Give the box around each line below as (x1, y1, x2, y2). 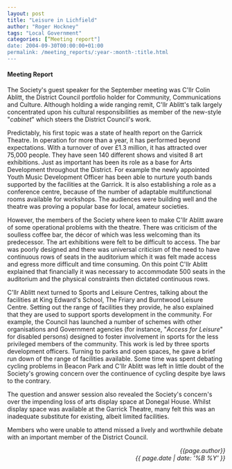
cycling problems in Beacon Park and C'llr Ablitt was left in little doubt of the (7, 362, 224, 370)
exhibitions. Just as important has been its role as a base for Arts (7, 158, 193, 167)
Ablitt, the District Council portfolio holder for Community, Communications (7, 93, 222, 101)
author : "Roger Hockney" (7, 23, 79, 30)
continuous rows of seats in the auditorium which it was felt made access (7, 253, 217, 261)
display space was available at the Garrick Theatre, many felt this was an (7, 405, 215, 413)
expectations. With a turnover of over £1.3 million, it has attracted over (7, 144, 208, 152)
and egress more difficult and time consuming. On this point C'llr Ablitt (7, 260, 208, 268)
